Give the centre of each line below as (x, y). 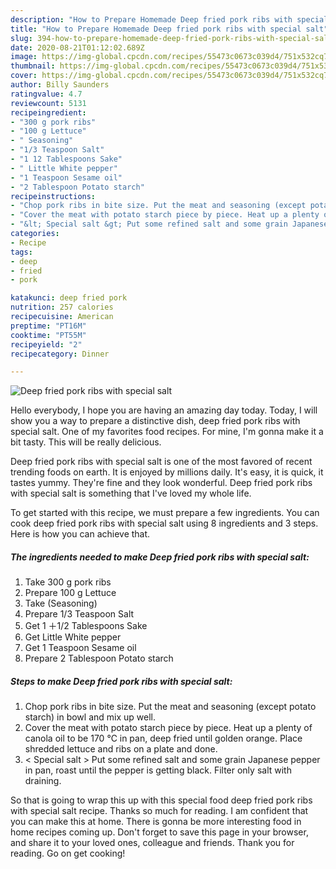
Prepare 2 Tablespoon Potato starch (99, 658)
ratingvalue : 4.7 (46, 94)
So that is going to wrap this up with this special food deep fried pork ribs (161, 800)
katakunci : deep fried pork (69, 298)
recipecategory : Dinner (60, 354)
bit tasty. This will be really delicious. (86, 442)
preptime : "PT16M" (48, 326)
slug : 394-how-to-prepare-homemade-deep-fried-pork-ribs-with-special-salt (171, 38)
